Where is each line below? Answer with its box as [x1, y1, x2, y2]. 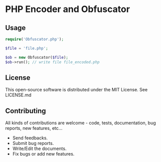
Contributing [5, 106, 46, 115]
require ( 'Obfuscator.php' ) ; [5, 37, 64, 42]
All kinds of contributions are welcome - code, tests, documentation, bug [5, 120, 156, 126]
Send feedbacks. [12, 135, 48, 141]
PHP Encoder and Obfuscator [5, 4, 130, 15]
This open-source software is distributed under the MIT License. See [5, 87, 148, 93]
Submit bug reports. [12, 140, 54, 146]
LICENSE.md [5, 92, 32, 98]
